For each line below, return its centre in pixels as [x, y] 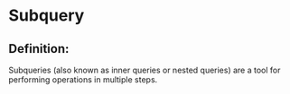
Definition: [39, 49]
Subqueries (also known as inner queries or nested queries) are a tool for [145, 70]
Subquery [47, 16]
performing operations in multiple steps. [83, 80]
